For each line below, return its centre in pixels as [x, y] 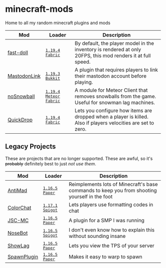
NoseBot [18, 233]
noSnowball [21, 96]
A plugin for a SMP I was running [106, 220]
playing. [84, 82]
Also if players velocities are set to [114, 123]
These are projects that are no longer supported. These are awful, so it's [79, 158]
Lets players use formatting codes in [111, 204]
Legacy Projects [30, 147]
